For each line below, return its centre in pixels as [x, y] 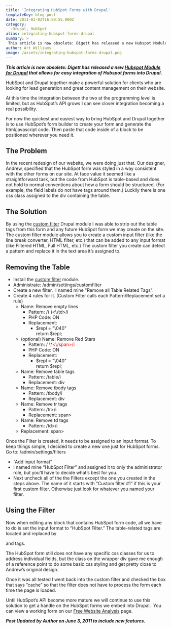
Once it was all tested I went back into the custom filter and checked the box [86, 579]
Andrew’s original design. [32, 569]
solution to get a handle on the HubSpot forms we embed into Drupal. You [83, 606]
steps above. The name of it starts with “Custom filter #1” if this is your [87, 483]
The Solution [26, 211]
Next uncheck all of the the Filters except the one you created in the [84, 478]
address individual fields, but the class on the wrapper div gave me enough [84, 559]
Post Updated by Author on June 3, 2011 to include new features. [76, 621]
